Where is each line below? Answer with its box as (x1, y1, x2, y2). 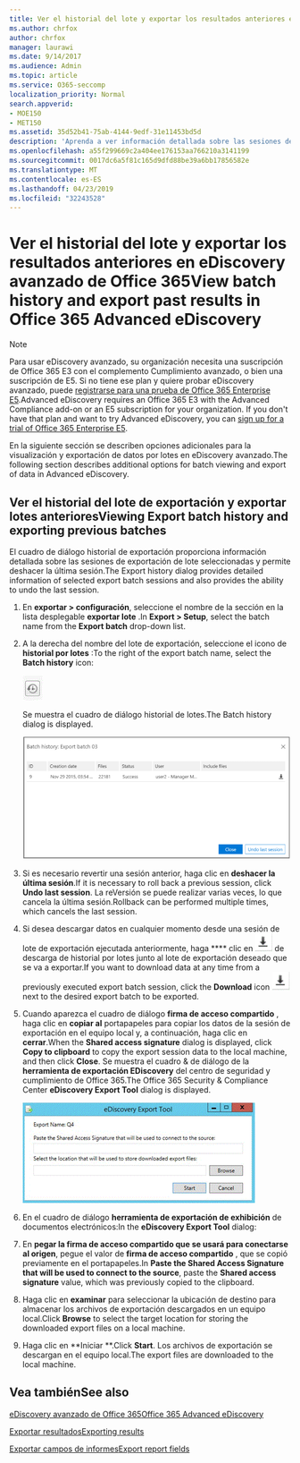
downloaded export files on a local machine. (21, 1323, 186, 1333)
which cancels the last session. (21, 906, 137, 916)
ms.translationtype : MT (9, 166, 98, 174)
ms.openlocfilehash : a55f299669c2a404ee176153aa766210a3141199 (9, 147, 250, 156)
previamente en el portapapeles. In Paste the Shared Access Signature (21, 1257, 284, 1268)
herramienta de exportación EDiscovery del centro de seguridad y (21, 1065, 271, 1076)
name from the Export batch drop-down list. (21, 621, 186, 631)
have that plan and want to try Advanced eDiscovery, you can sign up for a (9, 413, 284, 424)
